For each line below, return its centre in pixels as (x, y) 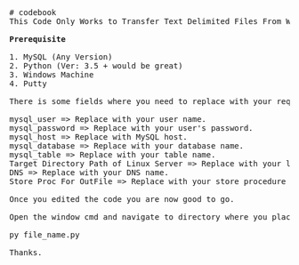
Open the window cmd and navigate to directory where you (138, 217)
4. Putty (28, 84)
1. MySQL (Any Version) (61, 57)
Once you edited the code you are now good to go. (122, 199)
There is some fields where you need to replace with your (141, 101)
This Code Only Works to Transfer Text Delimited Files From (145, 21)
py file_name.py (44, 235)
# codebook (33, 12)
